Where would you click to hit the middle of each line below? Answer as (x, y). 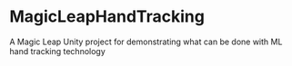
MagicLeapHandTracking (107, 17)
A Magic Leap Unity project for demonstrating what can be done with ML (146, 42)
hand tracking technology (58, 51)
